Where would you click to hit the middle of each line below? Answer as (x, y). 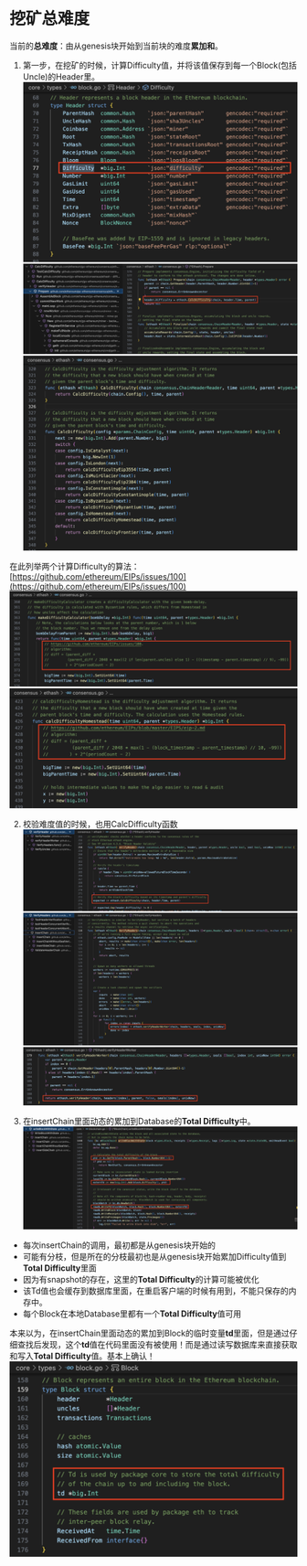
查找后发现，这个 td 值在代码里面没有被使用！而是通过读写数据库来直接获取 (157, 1345)
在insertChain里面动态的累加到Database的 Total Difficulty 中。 (139, 1122)
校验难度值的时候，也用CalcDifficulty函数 (100, 824)
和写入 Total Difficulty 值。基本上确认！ (82, 1356)
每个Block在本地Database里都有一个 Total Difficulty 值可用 (132, 1314)
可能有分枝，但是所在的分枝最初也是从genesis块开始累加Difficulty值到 (154, 1257)
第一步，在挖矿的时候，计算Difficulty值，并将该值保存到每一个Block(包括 (159, 65)
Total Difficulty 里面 (60, 1268)
